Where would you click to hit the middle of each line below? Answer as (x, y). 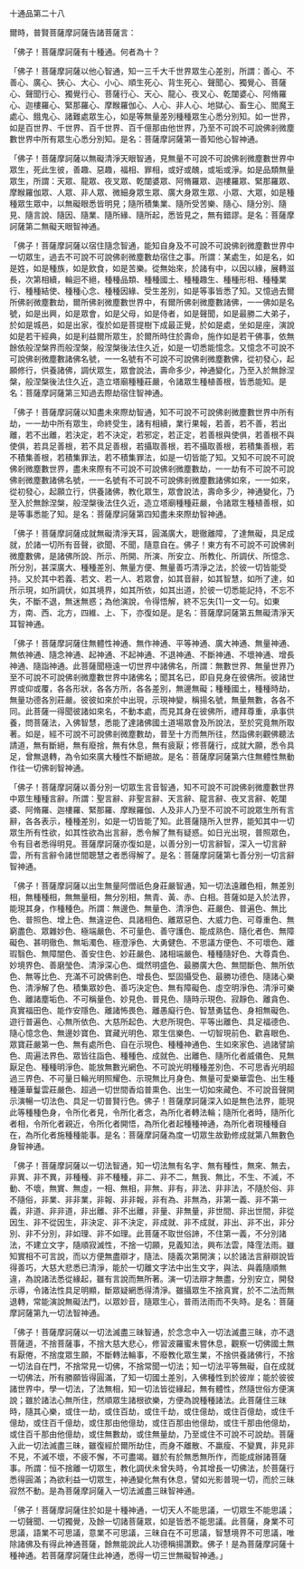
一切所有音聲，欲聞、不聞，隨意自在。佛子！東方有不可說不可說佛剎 (167, 545)
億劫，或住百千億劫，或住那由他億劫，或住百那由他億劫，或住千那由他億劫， (152, 1423)
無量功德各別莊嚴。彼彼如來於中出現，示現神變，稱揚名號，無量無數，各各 (148, 700)
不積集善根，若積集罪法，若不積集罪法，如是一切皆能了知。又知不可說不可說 (152, 457)
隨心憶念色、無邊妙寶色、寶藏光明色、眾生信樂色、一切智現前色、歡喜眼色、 (152, 1033)
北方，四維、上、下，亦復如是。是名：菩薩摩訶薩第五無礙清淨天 (176, 613)
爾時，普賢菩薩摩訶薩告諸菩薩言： (73, 33)
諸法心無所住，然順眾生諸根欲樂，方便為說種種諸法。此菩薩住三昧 (163, 1400)
